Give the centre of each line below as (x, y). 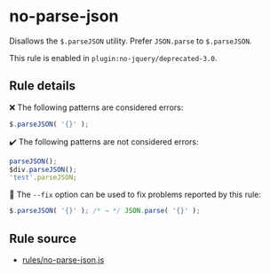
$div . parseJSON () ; (43, 169)
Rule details (42, 86)
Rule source (43, 238)
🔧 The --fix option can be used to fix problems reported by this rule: (135, 195)
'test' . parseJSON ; (43, 178)
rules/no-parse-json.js (63, 260)
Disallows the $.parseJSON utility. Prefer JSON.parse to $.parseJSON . (131, 41)
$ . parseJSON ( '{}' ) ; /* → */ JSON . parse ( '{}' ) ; (105, 211)
